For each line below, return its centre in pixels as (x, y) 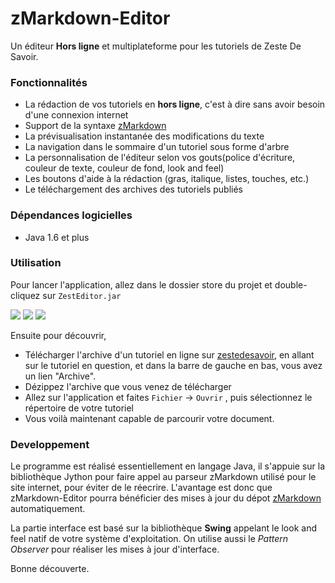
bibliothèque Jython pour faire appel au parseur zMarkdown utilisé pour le (163, 477)
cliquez (25, 295)
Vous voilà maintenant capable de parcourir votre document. (149, 418)
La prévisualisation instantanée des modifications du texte (144, 136)
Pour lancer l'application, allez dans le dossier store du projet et (141, 284)
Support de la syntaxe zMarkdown (95, 126)
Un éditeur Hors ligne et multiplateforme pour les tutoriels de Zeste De (156, 46)
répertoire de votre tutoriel (79, 408)
